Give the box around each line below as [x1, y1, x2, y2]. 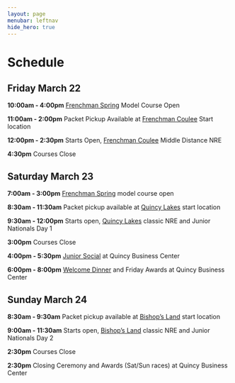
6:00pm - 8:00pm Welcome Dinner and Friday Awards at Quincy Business [7, 265, 225, 274]
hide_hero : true [7, 23, 55, 30]
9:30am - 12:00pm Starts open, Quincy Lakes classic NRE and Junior [7, 217, 211, 226]
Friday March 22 [7, 82, 81, 94]
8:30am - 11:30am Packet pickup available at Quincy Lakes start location [7, 203, 221, 211]
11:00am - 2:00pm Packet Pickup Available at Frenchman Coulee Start [7, 115, 214, 123]
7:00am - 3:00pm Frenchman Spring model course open [7, 189, 175, 198]
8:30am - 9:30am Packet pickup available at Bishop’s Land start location [7, 313, 221, 321]
